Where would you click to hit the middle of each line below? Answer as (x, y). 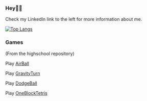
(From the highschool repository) (40, 54)
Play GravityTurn (23, 73)
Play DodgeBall (21, 83)
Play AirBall (17, 63)
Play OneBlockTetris (26, 93)
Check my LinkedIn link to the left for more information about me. (74, 19)
